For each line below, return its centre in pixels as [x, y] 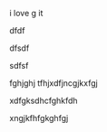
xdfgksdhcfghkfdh [44, 100]
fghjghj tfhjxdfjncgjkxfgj [53, 83]
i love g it [26, 13]
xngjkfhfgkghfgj [39, 118]
